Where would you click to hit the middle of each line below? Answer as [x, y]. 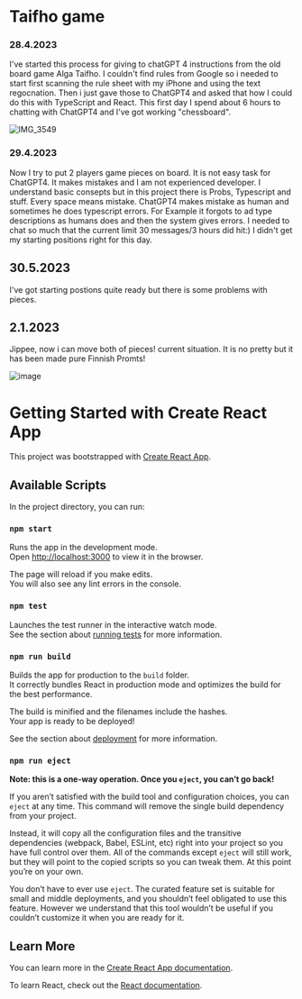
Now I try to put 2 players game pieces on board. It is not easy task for [140, 172]
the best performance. [51, 695]
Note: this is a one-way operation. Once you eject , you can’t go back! [142, 779]
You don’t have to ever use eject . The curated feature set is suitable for [142, 889]
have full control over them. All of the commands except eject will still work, [151, 852]
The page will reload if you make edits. [81, 575]
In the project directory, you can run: [77, 507]
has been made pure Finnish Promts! [78, 359]
